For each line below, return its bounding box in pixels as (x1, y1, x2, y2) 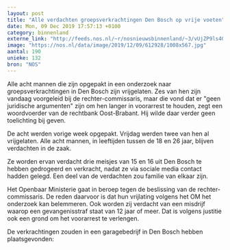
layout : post (7, 10, 44, 17)
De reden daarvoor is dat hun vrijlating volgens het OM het (46, 192, 212, 201)
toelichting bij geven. (7, 116, 66, 124)
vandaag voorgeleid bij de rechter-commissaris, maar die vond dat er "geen (7, 94, 221, 103)
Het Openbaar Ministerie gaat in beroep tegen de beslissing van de (7, 185, 196, 193)
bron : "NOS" (7, 61, 41, 68)
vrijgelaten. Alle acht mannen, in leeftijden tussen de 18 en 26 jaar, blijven (7, 136, 214, 145)
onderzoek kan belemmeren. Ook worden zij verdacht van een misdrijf (7, 199, 205, 208)
